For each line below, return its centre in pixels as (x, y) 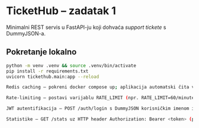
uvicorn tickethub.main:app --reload (53, 77)
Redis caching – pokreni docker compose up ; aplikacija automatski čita (98, 87)
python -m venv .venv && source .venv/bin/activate (71, 65)
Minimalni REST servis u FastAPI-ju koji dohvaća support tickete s (86, 27)
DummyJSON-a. (26, 33)
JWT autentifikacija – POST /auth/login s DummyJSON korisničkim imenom (98, 109)
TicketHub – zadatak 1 (61, 11)
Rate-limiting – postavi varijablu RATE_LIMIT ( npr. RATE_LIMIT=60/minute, (102, 98)
